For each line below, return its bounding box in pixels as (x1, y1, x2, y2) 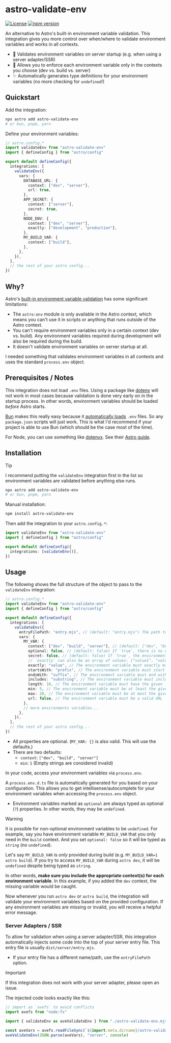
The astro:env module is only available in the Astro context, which (12, 311, 152, 317)
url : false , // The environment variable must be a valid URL (27, 696, 163, 701)
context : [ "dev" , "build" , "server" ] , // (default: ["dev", (27, 644, 158, 649)
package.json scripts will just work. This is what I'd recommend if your (5, 419, 152, 425)
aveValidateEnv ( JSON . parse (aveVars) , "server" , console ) (5, 1032, 129, 1038)
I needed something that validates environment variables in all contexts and (5, 353, 164, 359)
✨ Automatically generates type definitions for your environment (12, 72, 148, 79)
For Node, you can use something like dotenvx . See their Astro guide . (5, 434, 151, 440)
